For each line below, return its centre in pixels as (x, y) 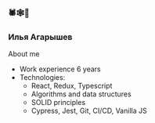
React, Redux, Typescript (72, 86)
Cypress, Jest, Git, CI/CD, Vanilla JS (89, 111)
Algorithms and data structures (81, 94)
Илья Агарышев (40, 37)
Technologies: (42, 78)
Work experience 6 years (60, 69)
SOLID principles (58, 103)
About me (24, 54)
